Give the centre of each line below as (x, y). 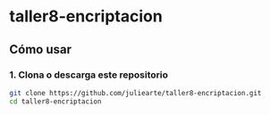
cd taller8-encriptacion (55, 101)
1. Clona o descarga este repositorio (89, 75)
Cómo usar (41, 49)
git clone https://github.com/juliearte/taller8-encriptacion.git (135, 93)
